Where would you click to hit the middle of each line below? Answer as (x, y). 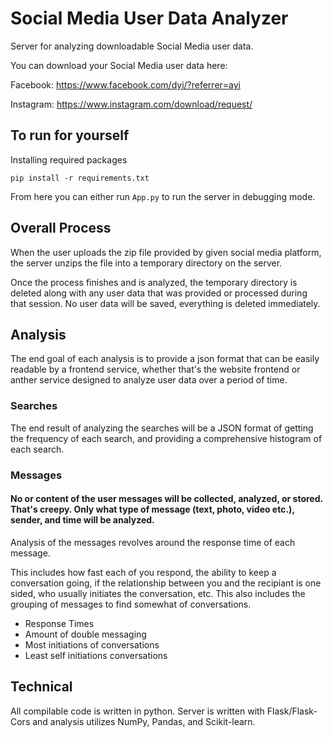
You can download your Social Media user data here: (119, 65)
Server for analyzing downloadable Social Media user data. (132, 46)
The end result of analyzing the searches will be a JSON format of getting (162, 428)
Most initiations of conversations (92, 644)
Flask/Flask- (292, 711)
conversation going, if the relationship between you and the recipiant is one (166, 583)
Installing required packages (69, 159)
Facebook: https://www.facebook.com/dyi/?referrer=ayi (126, 84)
